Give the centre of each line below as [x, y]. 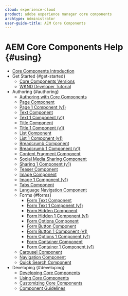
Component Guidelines [42, 288]
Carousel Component [41, 252]
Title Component [36, 123]
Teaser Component [39, 169]
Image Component [38, 175]
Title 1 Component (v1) [42, 128]
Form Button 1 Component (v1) [57, 231]
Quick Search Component [45, 262]
